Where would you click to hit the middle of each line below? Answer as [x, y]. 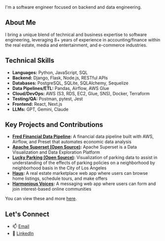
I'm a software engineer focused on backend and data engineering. [73, 7]
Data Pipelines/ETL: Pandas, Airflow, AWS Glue [61, 88]
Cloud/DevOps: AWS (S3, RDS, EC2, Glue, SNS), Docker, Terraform [81, 93]
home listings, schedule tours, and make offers [60, 179]
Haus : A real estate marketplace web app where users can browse [80, 173]
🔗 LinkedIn [23, 234]
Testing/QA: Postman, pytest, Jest [48, 99]
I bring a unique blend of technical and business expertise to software [76, 35]
